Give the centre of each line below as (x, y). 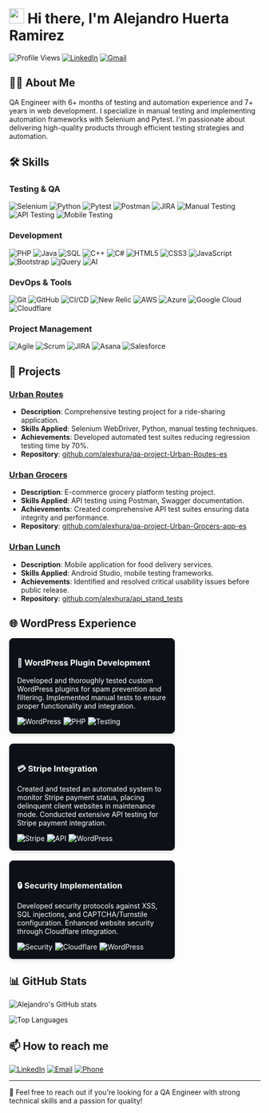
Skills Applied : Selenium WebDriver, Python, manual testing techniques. (139, 429)
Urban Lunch (35, 547)
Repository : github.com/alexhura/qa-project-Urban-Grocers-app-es (133, 526)
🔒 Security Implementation (70, 885)
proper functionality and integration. (76, 706)
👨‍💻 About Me (42, 83)
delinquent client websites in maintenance (86, 806)
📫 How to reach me (59, 1046)
